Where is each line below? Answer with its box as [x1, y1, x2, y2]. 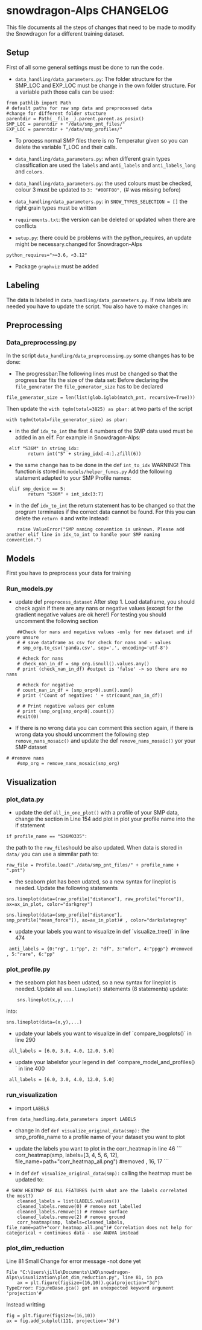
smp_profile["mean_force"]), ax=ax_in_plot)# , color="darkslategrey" [6, 917, 188, 923]
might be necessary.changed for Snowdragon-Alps [14, 240, 143, 248]
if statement [14, 822, 45, 829]
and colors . [14, 167, 44, 175]
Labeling [6, 280, 40, 291]
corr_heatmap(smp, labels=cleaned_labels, [17, 1219, 125, 1225]
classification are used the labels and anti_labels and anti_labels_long [14, 161, 196, 169]
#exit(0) [17, 714, 39, 720]
